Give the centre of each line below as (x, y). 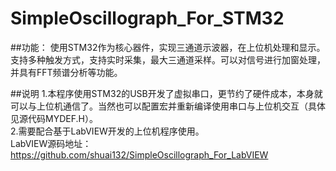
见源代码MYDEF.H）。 (54, 118)
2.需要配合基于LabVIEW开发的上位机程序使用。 (107, 131)
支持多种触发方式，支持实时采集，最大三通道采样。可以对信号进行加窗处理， (168, 59)
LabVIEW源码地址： (51, 143)
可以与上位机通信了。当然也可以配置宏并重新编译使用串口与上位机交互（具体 (168, 106)
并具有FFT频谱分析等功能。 (66, 72)
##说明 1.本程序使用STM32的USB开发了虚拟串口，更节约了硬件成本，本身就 (166, 93)
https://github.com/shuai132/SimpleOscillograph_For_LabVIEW (139, 154)
